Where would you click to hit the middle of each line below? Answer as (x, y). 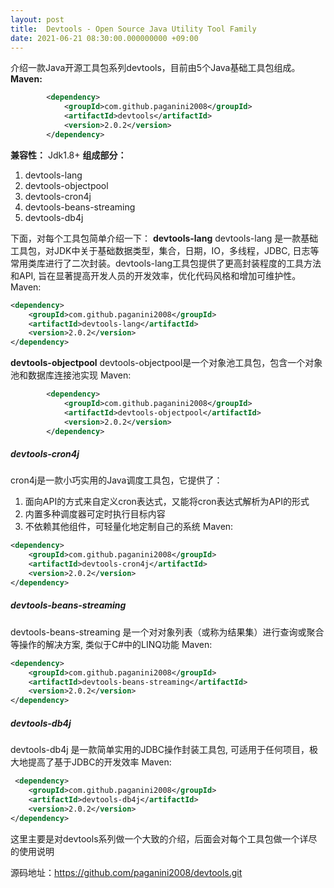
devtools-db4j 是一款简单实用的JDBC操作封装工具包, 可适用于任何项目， (160, 750)
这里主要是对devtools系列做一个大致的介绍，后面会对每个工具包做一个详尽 (164, 838)
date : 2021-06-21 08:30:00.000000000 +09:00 (104, 38)
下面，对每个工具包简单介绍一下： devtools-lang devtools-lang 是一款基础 (164, 238)
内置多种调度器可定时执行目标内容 (95, 514)
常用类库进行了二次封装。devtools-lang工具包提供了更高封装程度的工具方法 (166, 263)
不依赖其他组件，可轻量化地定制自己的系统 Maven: (129, 527)
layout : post (37, 19)
